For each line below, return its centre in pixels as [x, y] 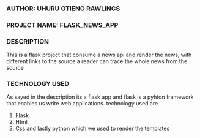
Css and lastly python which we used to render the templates [92, 128]
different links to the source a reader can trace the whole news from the [97, 61]
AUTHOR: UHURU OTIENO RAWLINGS [63, 9]
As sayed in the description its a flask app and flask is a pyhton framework [100, 97]
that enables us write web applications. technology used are [82, 104]
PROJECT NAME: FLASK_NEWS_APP [62, 25]
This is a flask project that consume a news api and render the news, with [99, 55]
